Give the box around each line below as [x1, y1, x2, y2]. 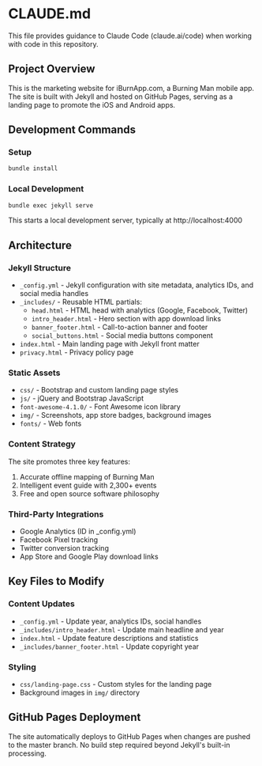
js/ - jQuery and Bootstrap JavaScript [19, 393, 144, 404]
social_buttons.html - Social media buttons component [31, 331, 213, 340]
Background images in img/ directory [19, 688, 140, 697]
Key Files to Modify [8, 574, 105, 588]
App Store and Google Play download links [19, 552, 159, 562]
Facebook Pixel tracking [19, 535, 99, 544]
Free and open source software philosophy [19, 488, 160, 499]
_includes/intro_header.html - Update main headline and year [19, 624, 224, 634]
